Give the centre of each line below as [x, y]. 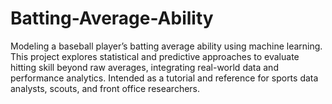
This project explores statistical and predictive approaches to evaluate [155, 56]
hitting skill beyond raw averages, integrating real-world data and [144, 67]
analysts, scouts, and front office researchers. [105, 88]
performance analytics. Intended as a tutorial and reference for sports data [164, 78]
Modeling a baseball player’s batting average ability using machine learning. [166, 46]
